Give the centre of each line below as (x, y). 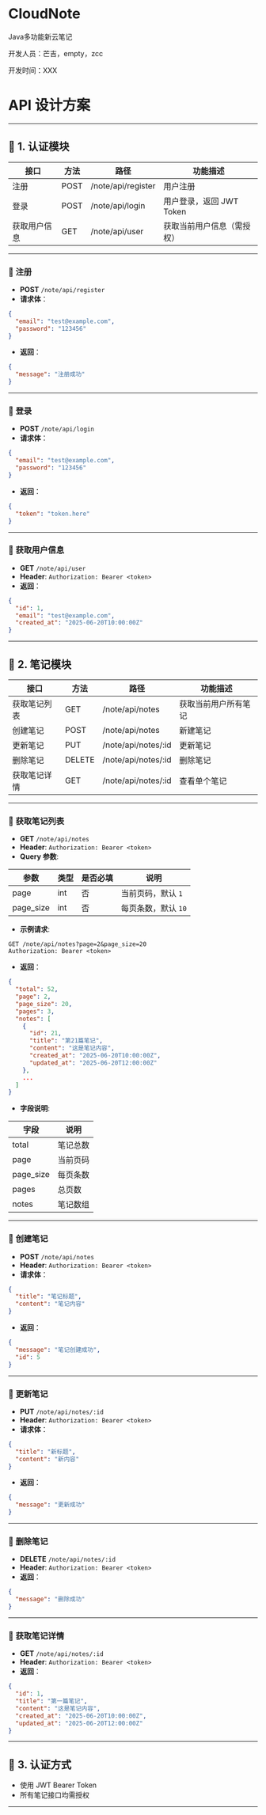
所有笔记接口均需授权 (54, 1795)
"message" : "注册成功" (50, 374)
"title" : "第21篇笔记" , (66, 1041)
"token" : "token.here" (53, 514)
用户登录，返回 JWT (201, 201)
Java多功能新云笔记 (40, 36)
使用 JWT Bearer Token (58, 1785)
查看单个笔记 (203, 781)
